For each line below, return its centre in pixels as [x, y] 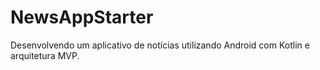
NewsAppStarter [82, 17]
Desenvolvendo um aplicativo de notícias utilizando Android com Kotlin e [160, 45]
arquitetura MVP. [45, 55]
